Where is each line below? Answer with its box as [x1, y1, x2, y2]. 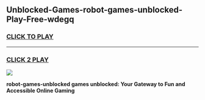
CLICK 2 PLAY [6, 55, 49, 64]
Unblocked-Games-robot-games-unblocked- [6, 5, 183, 15]
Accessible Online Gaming [6, 87, 75, 94]
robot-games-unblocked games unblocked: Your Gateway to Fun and [6, 80, 185, 87]
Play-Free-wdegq [6, 15, 74, 25]
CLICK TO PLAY [6, 33, 54, 41]
